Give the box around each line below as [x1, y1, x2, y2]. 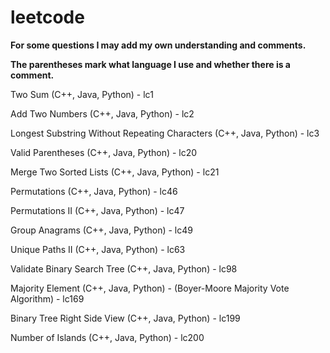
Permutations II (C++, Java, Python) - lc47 [10, 204, 185, 216]
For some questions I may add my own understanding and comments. [10, 39, 307, 51]
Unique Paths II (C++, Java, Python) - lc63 [10, 243, 186, 255]
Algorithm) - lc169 [10, 292, 85, 305]
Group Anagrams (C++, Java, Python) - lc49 [10, 224, 193, 236]
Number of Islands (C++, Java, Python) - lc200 [10, 331, 205, 343]
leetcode [10, 6, 85, 29]
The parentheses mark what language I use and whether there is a [10, 58, 291, 70]
